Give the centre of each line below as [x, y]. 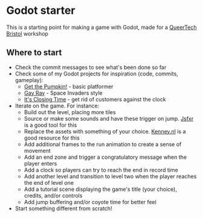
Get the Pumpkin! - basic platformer [69, 86]
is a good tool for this [50, 125]
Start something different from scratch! [64, 208]
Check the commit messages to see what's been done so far [91, 67]
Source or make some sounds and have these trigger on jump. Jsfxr [109, 118]
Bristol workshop [27, 33]
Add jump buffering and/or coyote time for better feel [90, 202]
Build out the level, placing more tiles [70, 112]
